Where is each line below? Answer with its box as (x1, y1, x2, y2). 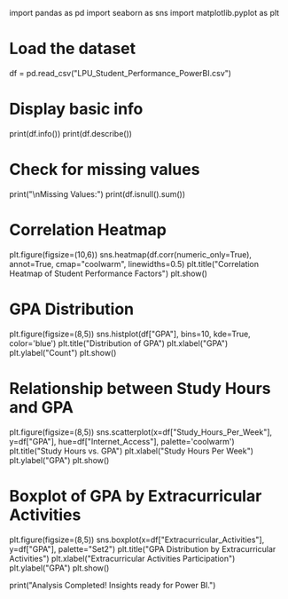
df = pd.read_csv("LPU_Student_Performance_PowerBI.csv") (9, 67, 232, 78)
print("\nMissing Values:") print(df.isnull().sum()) (9, 188, 186, 199)
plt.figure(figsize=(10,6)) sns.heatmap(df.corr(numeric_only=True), (9, 248, 253, 260)
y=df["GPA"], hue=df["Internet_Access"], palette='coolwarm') (9, 436, 235, 446)
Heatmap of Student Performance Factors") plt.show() (9, 268, 208, 279)
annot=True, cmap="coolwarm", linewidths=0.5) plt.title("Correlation (9, 258, 260, 269)
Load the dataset (9, 39, 136, 59)
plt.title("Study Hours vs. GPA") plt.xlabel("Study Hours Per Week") (9, 445, 254, 456)
